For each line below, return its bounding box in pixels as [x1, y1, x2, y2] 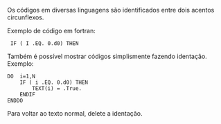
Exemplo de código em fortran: [7, 27, 96, 35]
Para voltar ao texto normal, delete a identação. [7, 109, 143, 117]
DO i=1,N [7, 73, 36, 80]
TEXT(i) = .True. [32, 85, 82, 92]
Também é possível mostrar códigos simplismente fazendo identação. [7, 52, 208, 60]
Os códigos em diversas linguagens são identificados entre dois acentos [7, 6, 215, 14]
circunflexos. [7, 13, 44, 21]
